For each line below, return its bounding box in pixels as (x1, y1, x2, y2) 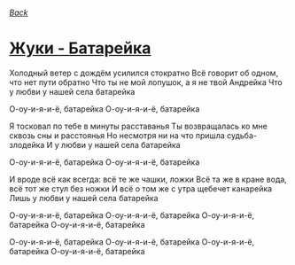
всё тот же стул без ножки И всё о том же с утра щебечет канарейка (9, 183, 273, 194)
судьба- (226, 129, 257, 141)
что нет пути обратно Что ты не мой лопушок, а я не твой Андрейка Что (9, 76, 283, 88)
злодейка (9, 139, 45, 150)
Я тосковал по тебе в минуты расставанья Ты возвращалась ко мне (9, 121, 268, 131)
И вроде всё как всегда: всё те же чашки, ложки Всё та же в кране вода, (9, 174, 288, 184)
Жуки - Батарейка (9, 38, 151, 58)
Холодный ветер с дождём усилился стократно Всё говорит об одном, (9, 67, 279, 78)
